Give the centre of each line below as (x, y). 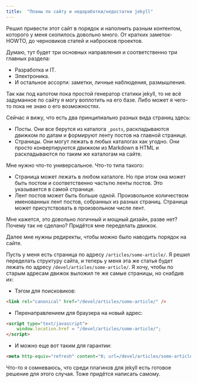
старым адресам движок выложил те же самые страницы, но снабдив (95, 273)
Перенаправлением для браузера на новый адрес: (79, 313)
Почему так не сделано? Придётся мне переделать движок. (82, 225)
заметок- (161, 34)
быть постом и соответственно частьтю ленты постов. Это (89, 183)
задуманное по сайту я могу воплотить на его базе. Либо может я (89, 100)
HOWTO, (17, 41)
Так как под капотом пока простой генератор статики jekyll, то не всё (94, 93)
